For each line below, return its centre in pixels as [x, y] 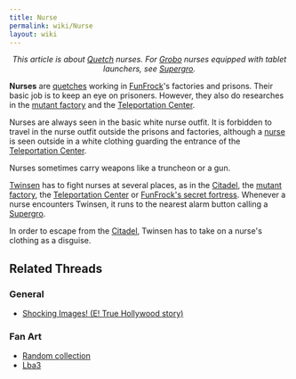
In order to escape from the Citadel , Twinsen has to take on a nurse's [136, 231]
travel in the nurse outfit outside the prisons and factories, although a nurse [148, 132]
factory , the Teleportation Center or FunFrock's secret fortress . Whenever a [148, 195]
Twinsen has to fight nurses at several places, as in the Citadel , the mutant [146, 185]
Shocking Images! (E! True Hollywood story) [103, 314]
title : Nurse [33, 17]
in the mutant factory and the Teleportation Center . [102, 105]
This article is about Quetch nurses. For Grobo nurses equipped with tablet [149, 60]
